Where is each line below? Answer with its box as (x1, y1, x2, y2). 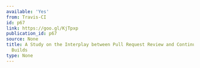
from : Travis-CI (6, 14, 46, 20)
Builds (11, 47, 28, 53)
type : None (6, 53, 33, 59)
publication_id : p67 (6, 31, 58, 37)
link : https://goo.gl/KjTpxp (6, 25, 79, 31)
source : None (6, 36, 39, 42)
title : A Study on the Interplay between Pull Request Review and (6, 42, 174, 48)
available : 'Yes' (6, 8, 49, 15)
